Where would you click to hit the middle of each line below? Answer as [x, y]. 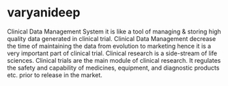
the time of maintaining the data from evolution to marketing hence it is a [109, 46]
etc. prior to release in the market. [55, 75]
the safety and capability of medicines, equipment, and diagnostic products [113, 68]
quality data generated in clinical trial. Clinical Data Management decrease [112, 38]
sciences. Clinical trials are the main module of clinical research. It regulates [114, 60]
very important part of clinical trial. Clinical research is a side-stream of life [112, 53]
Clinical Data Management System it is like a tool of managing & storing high [114, 31]
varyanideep [44, 13]
